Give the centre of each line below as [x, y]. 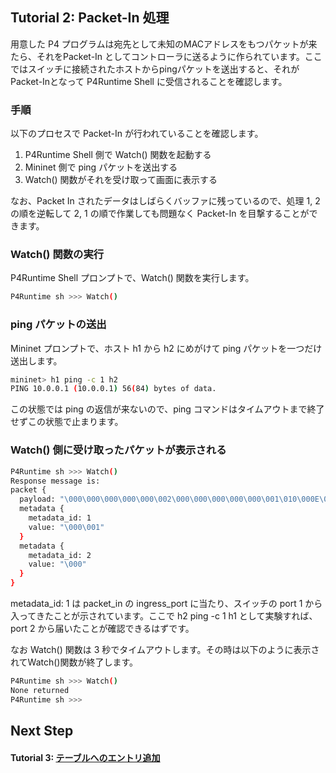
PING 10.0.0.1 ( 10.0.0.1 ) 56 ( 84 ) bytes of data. [113, 389]
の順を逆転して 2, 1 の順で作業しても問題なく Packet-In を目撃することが [160, 214]
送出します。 [36, 360]
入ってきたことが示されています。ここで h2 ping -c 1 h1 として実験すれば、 [164, 616]
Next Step [42, 731]
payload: [37, 499]
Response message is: [55, 481]
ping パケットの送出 [58, 325]
